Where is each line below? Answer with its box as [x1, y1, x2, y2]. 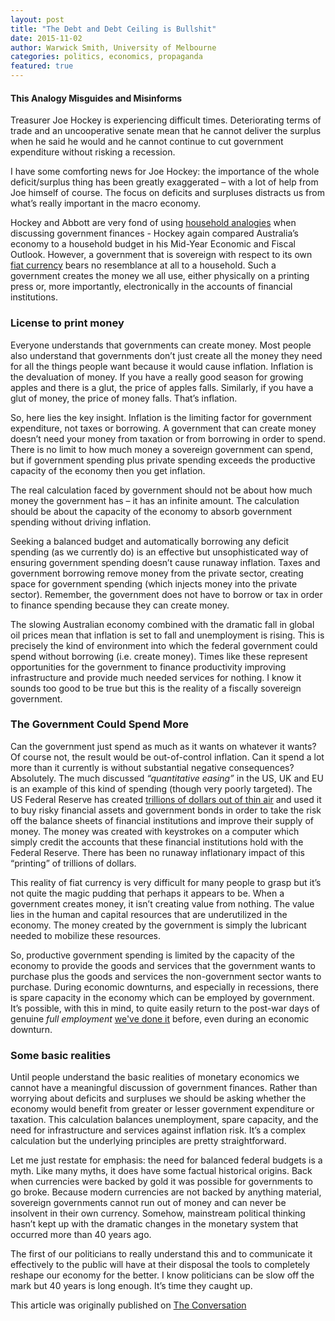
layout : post [10, 14, 65, 25]
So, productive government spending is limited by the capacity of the [10, 949, 295, 961]
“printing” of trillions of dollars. [10, 857, 137, 869]
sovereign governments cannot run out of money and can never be [10, 1197, 287, 1209]
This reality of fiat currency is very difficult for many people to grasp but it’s [10, 876, 322, 888]
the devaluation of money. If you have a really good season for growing [10, 371, 304, 383]
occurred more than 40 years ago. [10, 1229, 152, 1241]
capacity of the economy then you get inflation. [10, 464, 206, 476]
